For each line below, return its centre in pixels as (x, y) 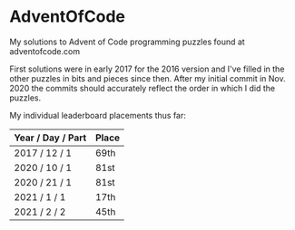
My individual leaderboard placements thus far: (98, 115)
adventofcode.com (44, 51)
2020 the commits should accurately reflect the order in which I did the (143, 88)
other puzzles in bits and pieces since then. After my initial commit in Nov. (147, 78)
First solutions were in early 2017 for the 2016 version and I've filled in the (147, 69)
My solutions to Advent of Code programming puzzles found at (127, 42)
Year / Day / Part (50, 138)
